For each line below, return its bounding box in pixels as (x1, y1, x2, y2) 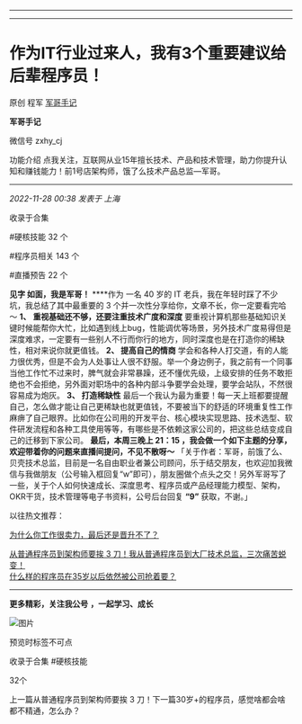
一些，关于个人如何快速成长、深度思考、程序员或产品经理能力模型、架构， (9, 479, 285, 490)
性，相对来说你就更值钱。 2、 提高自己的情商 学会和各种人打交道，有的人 (9, 344, 281, 355)
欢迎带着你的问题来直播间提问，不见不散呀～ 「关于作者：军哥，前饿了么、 (9, 446, 288, 457)
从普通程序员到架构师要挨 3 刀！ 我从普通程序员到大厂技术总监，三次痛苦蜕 (9, 548, 287, 559)
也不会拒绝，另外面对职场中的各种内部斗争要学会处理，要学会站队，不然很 (16, 379, 293, 389)
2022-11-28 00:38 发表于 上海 (9, 192, 120, 203)
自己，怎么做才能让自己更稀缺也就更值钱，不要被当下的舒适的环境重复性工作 (9, 401, 293, 412)
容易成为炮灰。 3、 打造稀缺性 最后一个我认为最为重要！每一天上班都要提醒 (9, 389, 289, 400)
